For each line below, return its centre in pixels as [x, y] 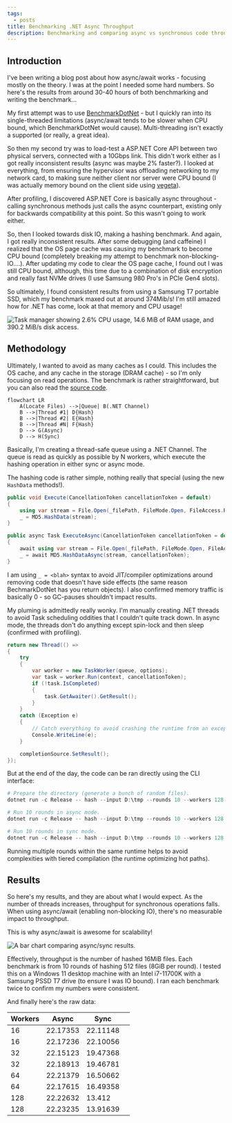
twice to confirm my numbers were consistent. [74, 988]
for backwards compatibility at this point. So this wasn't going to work [106, 213]
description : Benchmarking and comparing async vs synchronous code [108, 33]
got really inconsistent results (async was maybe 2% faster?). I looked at [110, 163]
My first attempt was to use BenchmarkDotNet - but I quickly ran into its [109, 113]
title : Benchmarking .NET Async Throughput [71, 26]
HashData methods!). [36, 484]
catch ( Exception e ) [49, 716]
